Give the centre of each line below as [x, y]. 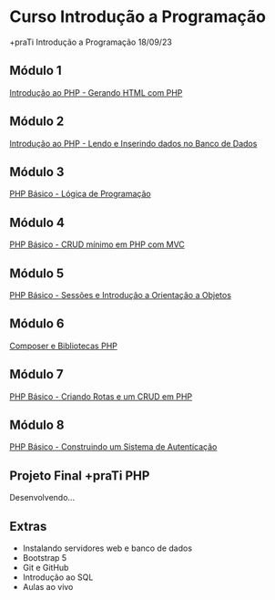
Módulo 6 [37, 324]
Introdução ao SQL [58, 577]
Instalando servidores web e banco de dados [107, 548]
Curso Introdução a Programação [138, 17]
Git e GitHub [46, 568]
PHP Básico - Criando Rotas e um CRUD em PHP [101, 396]
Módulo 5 [37, 273]
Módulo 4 [37, 222]
